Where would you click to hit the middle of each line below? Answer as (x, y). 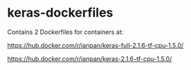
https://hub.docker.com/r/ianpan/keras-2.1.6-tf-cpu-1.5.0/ (90, 59)
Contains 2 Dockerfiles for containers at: (66, 32)
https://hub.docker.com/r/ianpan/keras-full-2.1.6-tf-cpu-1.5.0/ (95, 45)
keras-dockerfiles (60, 13)
